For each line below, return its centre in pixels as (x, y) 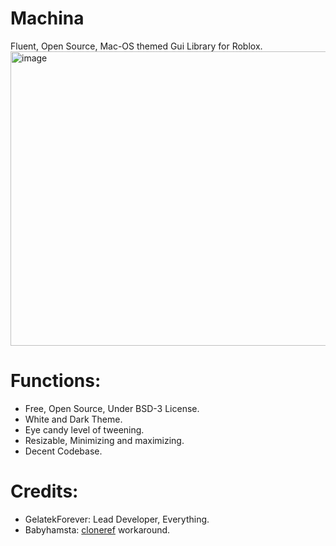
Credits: (44, 491)
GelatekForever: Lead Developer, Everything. (117, 519)
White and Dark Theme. (73, 419)
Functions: (56, 381)
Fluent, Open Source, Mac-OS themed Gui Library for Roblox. (136, 46)
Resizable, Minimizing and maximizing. (104, 440)
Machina (47, 18)
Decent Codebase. (63, 451)
